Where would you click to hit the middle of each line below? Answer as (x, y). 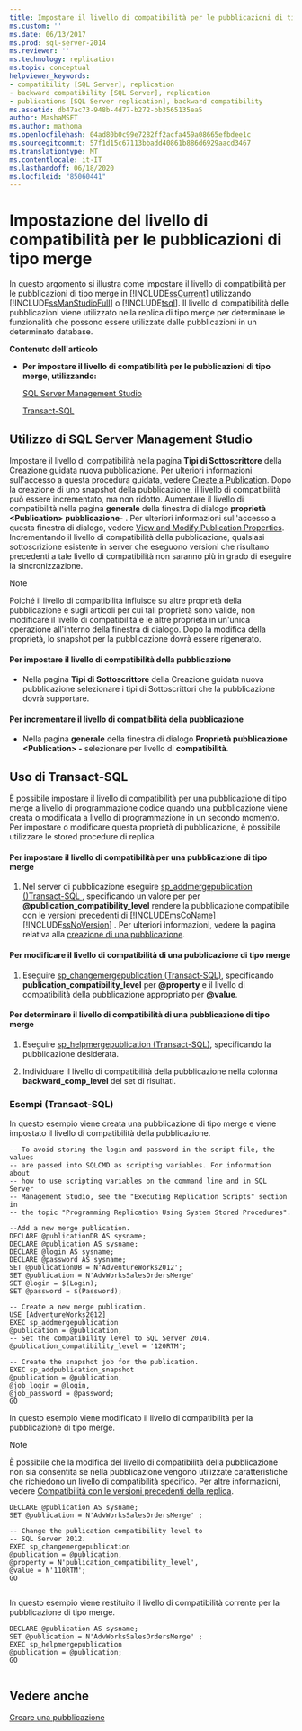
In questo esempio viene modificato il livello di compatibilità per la (131, 1418)
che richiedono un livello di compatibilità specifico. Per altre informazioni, (145, 1482)
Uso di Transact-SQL (69, 777)
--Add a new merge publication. (70, 1229)
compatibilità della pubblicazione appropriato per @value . (130, 994)
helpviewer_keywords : (50, 76)
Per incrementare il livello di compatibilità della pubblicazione (127, 719)
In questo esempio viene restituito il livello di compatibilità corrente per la (145, 1603)
